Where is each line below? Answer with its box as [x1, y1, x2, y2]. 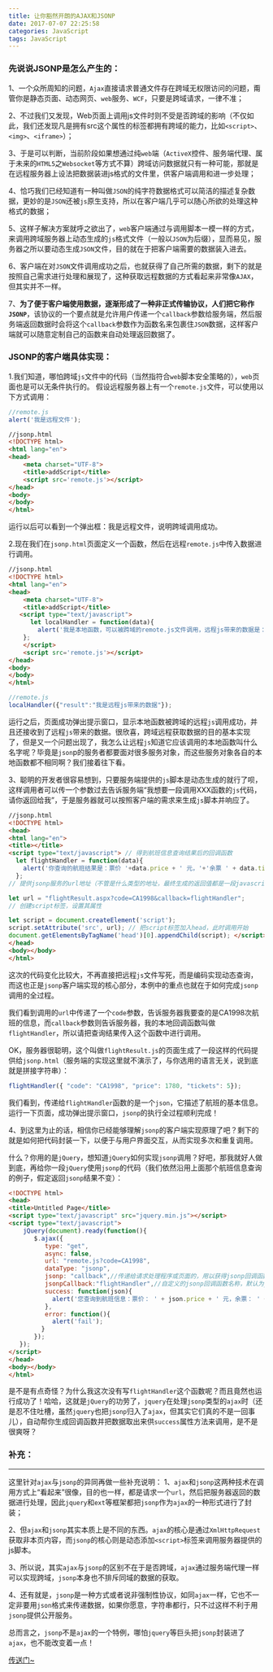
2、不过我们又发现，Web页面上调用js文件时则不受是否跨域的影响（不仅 [8, 111, 248, 120]
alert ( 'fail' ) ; [51, 1317, 104, 1326]
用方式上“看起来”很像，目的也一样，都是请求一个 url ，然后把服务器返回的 [8, 1486, 253, 1497]
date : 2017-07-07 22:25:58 [8, 20, 100, 28]
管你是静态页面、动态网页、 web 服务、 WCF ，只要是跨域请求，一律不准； [8, 93, 244, 103]
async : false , [44, 1250, 93, 1258]
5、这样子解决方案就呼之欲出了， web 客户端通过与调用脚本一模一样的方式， [8, 223, 258, 233]
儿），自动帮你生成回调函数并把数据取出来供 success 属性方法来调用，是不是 [8, 1417, 258, 1426]
